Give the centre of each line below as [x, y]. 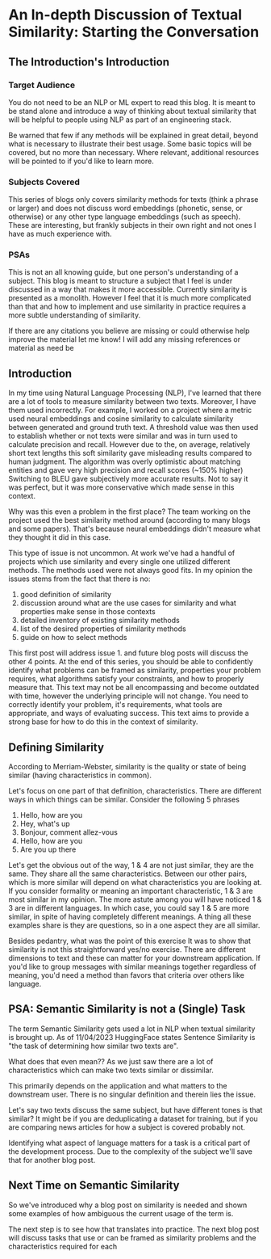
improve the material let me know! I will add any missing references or [125, 339]
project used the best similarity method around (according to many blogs [129, 520]
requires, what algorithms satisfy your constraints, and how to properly [126, 679]
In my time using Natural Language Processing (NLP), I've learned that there [135, 393]
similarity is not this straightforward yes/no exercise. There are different [127, 950]
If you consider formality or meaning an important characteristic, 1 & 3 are [131, 891]
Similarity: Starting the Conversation [134, 32]
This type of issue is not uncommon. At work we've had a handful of [122, 553]
